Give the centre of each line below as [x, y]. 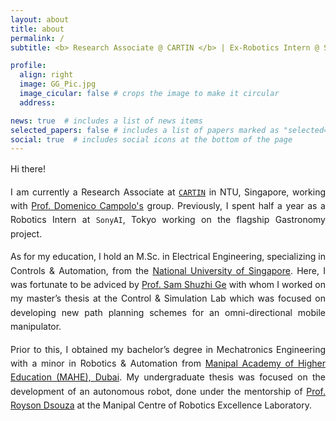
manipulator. [36, 327]
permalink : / [37, 38]
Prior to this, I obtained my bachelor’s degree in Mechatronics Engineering [168, 349]
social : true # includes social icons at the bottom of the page [151, 139]
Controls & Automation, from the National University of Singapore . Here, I [168, 270]
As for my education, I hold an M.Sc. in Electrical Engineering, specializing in [168, 257]
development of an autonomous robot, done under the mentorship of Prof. [168, 391]
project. [26, 233]
